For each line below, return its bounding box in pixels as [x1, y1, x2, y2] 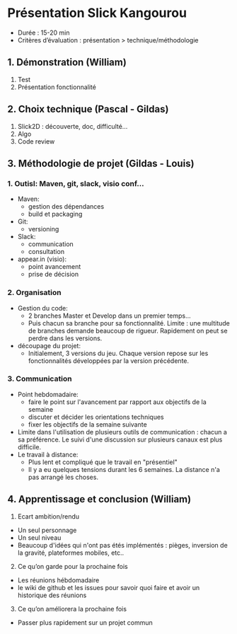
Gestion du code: [17, 304, 69, 312]
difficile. [17, 442, 41, 451]
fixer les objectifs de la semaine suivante [28, 420, 147, 429]
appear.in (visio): [17, 255, 67, 263]
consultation [28, 248, 65, 256]
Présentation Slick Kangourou [7, 5, 187, 21]
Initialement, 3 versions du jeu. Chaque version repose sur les [28, 349, 209, 357]
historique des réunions [17, 591, 87, 599]
